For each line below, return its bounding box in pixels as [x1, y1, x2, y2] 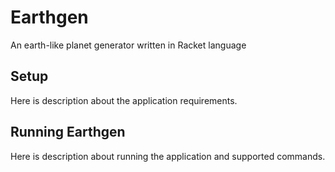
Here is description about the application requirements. [10, 94, 238, 106]
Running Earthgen [10, 124, 126, 141]
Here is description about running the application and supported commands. [10, 150, 326, 162]
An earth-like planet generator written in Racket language [10, 39, 247, 51]
